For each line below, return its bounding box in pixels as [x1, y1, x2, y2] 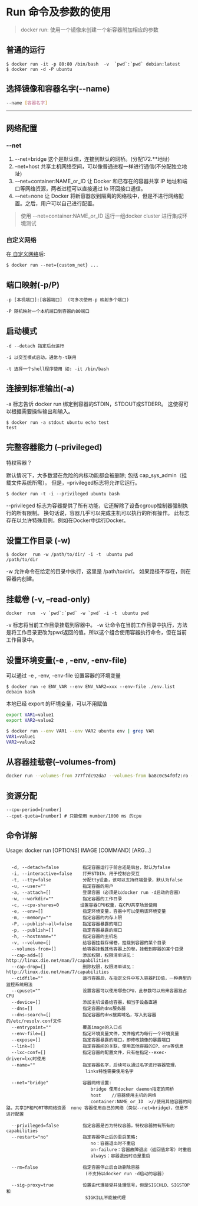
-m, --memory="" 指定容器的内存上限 [11, 915, 123, 920]
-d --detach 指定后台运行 [6, 343, 65, 349]
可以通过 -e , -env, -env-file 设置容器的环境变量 [6, 672, 121, 679]
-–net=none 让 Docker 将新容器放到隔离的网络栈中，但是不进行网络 [14, 193, 179, 200]
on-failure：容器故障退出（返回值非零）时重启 [90, 1146, 192, 1153]
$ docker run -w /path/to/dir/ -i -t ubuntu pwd [6, 552, 133, 557]
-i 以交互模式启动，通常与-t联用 [6, 355, 77, 361]
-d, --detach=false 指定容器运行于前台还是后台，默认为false [11, 864, 171, 870]
